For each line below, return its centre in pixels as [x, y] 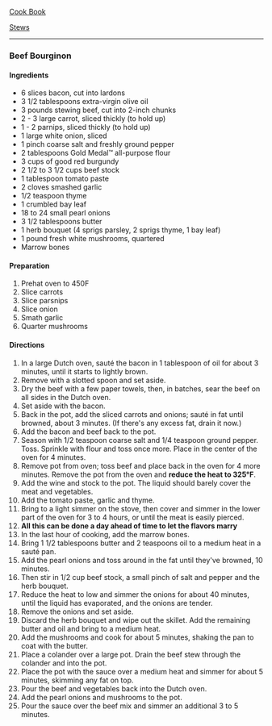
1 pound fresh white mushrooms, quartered [92, 239]
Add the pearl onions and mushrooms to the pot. [101, 697]
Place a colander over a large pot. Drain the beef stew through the [131, 654]
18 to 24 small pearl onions [66, 213]
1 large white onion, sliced [64, 136]
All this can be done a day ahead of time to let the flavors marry [129, 526]
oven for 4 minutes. [53, 457]
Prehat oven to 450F [55, 284]
